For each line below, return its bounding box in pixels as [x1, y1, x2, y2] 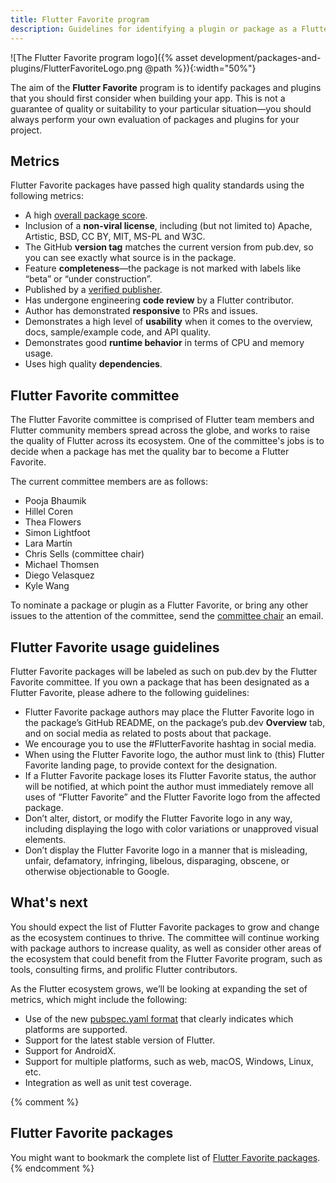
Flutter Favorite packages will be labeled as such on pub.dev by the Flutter [10, 665, 318, 677]
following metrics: [10, 190, 84, 202]
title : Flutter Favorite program [10, 14, 150, 25]
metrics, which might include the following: [10, 993, 188, 1005]
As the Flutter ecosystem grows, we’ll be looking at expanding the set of [10, 982, 308, 995]
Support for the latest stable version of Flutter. [24, 1034, 216, 1046]
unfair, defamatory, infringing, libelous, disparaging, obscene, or [24, 854, 290, 866]
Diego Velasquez [24, 569, 95, 581]
